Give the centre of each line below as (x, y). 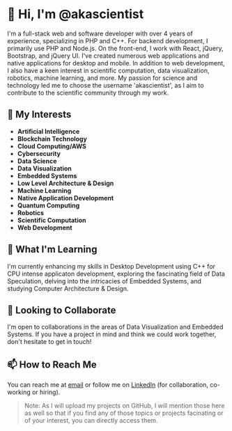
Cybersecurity (39, 153)
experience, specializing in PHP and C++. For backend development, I (108, 40)
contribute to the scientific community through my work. (88, 93)
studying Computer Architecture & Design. (68, 288)
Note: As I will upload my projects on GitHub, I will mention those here (124, 406)
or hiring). (46, 392)
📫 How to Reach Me (52, 365)
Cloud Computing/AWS (52, 146)
